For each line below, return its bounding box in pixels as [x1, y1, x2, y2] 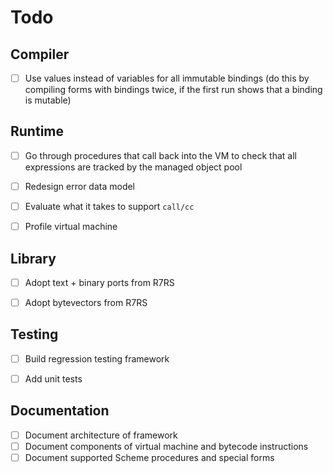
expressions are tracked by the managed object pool [24, 161, 243, 173]
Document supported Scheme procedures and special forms [24, 451, 275, 463]
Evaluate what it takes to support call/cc [24, 201, 195, 212]
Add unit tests [24, 372, 83, 385]
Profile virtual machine [24, 221, 118, 233]
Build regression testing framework [24, 352, 170, 365]
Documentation [10, 402, 110, 420]
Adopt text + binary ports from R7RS [24, 276, 175, 288]
